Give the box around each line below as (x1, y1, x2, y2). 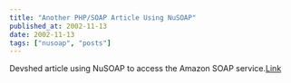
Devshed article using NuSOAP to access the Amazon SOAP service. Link (9, 63, 282, 74)
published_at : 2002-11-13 (9, 22, 107, 31)
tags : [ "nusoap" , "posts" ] (9, 38, 112, 48)
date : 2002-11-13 (9, 30, 75, 39)
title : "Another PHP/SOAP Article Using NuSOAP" (9, 13, 197, 23)
